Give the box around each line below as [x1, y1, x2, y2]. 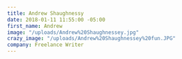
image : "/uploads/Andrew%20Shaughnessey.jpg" [7, 28, 139, 36]
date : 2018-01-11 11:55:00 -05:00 [7, 16, 106, 23]
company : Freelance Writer [7, 41, 84, 48]
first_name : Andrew [7, 22, 63, 29]
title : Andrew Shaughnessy [7, 9, 84, 17]
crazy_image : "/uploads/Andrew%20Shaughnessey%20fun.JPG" [7, 35, 176, 42]
